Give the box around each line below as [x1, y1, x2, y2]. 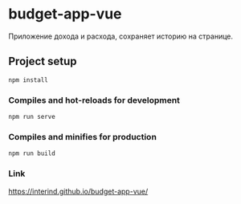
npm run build [8, 149, 56, 157]
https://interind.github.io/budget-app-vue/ [8, 186, 149, 196]
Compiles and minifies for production [8, 131, 157, 142]
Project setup [8, 55, 78, 68]
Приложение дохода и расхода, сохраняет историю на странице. [8, 31, 234, 41]
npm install [8, 75, 48, 84]
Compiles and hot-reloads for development [8, 94, 181, 105]
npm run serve [8, 113, 56, 121]
